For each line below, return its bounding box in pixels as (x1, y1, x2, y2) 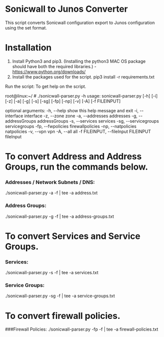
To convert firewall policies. (5, 310, 121, 321)
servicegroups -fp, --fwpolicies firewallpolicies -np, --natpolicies (5, 123, 137, 129)
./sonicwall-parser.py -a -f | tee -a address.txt (5, 190, 98, 196)
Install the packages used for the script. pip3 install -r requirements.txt (12, 74, 155, 79)
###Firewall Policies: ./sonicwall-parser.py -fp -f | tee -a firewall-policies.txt (5, 326, 159, 332)
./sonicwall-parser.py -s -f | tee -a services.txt (5, 270, 99, 276)
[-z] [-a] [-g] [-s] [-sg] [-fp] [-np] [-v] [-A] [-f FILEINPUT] (5, 98, 121, 104)
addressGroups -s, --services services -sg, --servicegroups (37, 118, 159, 124)
